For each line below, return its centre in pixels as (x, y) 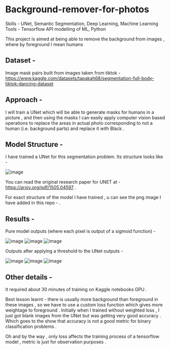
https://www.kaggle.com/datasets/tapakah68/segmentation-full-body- (80, 78)
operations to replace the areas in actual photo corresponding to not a (79, 123)
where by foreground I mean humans (44, 44)
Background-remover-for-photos (77, 9)
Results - (20, 219)
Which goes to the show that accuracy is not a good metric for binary (78, 321)
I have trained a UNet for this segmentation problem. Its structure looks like (84, 157)
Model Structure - (34, 144)
